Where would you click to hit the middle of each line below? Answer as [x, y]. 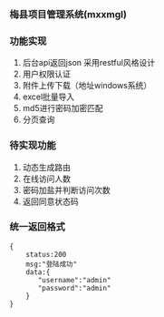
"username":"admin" [74, 280]
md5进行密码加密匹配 [63, 108]
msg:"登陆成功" [52, 264]
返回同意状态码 [50, 201]
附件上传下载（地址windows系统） [87, 86]
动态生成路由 [46, 167]
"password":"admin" [74, 288]
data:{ [38, 272]
